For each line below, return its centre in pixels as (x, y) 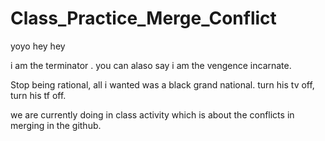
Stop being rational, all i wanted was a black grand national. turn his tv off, (162, 84)
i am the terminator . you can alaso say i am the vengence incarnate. (151, 65)
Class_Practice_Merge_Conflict (143, 18)
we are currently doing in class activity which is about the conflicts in (152, 114)
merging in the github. (56, 125)
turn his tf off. (38, 95)
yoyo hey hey (38, 46)
